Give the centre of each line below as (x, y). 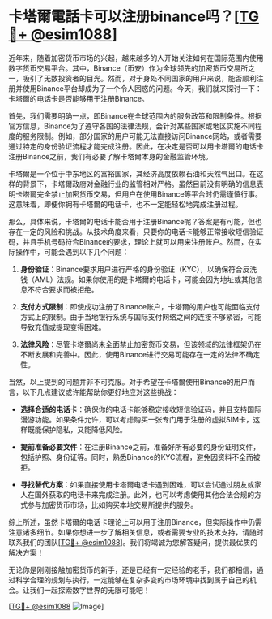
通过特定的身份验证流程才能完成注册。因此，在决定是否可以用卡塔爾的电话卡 (136, 146)
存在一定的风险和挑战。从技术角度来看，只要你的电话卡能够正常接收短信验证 (136, 232)
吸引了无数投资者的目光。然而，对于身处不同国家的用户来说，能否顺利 (139, 78)
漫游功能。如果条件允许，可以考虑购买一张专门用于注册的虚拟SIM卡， (136, 419)
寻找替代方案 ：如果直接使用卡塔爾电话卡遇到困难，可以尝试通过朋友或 (137, 484)
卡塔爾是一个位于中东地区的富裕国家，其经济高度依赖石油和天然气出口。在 (132, 173)
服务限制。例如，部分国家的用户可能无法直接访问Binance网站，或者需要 (142, 136)
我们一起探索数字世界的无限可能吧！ (90, 590)
